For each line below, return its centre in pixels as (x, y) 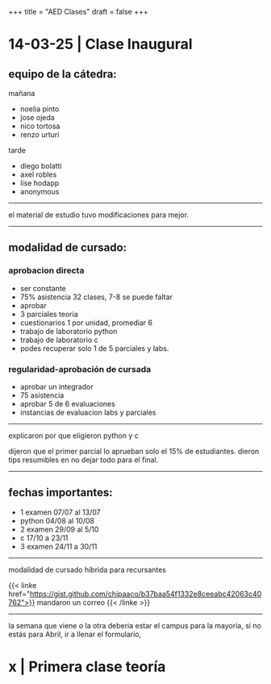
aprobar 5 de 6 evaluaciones (67, 403)
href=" (19, 594)
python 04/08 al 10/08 (57, 520)
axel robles (38, 174)
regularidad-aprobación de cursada (80, 369)
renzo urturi (40, 135)
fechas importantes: (60, 492)
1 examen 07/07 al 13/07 (60, 512)
